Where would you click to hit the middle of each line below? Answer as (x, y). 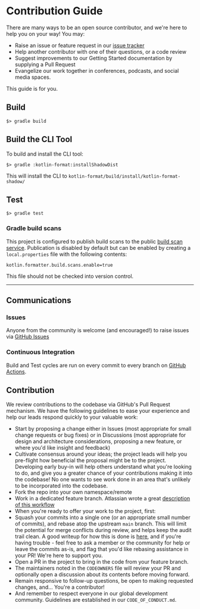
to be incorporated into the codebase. (61, 486)
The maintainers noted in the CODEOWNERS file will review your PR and (98, 568)
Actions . (16, 372)
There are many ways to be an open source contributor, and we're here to (97, 27)
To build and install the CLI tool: (45, 154)
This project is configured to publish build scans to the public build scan (95, 241)
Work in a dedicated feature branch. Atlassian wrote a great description (102, 499)
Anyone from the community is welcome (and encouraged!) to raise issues (98, 330)
